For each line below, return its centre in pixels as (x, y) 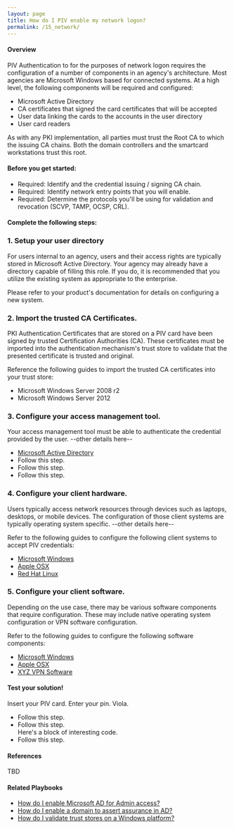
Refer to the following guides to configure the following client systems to (112, 537)
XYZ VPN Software (45, 672)
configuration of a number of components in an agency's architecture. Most (117, 73)
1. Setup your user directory (56, 241)
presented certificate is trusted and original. (71, 356)
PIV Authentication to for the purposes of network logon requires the (106, 65)
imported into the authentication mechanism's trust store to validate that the (117, 348)
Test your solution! (35, 688)
